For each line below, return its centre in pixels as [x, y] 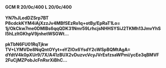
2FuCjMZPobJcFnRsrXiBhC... [36, 60]
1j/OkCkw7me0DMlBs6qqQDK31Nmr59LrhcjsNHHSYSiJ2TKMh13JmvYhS [83, 29]
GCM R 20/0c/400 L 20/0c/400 [38, 7]
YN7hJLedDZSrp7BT [27, 18]
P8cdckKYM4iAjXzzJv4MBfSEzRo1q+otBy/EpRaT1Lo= [63, 23]
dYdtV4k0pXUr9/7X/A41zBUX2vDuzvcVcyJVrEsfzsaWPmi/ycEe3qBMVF [82, 55]
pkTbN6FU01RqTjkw [27, 44]
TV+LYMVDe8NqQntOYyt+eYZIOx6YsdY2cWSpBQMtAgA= [68, 50]
